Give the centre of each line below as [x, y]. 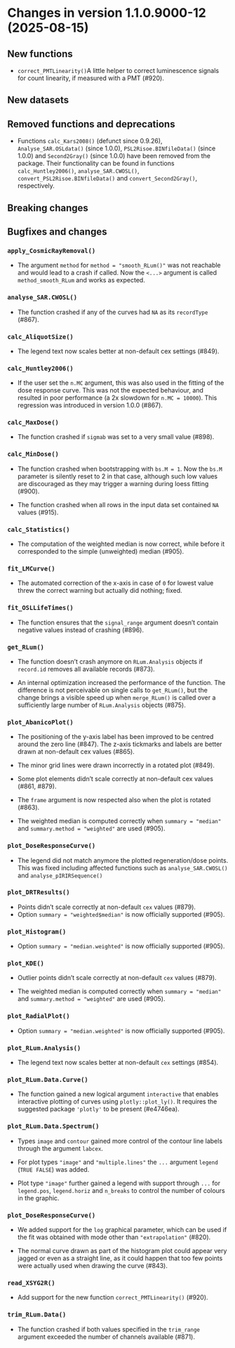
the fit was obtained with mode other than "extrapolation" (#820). [114, 1237]
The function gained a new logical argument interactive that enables [118, 1094]
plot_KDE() [26, 963]
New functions [40, 54]
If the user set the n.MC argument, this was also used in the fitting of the [121, 383]
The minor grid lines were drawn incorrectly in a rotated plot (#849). [116, 765]
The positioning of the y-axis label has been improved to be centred [115, 737]
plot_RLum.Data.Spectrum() [53, 1126]
